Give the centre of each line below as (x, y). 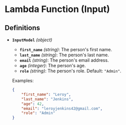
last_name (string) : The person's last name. (64, 55)
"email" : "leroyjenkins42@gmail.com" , (62, 108)
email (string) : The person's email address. (64, 60)
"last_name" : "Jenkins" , (47, 99)
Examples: (23, 81)
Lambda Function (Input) (57, 9)
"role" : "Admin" (38, 113)
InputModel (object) (32, 40)
